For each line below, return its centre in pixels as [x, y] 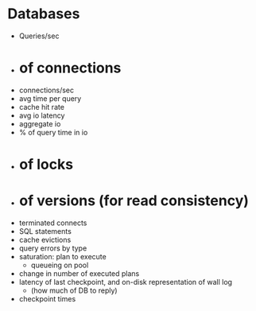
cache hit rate [42, 107]
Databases [44, 14]
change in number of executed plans [79, 274]
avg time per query [50, 98]
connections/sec [47, 90]
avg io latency [42, 115]
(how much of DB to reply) [74, 290]
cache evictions [45, 240]
